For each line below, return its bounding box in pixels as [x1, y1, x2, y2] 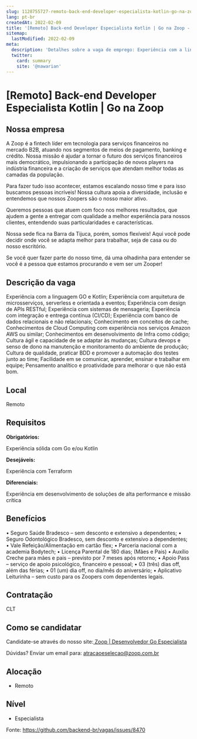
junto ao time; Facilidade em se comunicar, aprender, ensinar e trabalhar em [6, 356, 190, 363]
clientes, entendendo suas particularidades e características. [6, 219, 154, 226]
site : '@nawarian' [16, 63, 62, 69]
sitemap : [6, 31, 28, 36]
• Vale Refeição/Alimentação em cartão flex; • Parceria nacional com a [6, 541, 177, 549]
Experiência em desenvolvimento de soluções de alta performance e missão [6, 490, 191, 497]
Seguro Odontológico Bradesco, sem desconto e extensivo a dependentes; [6, 536, 188, 543]
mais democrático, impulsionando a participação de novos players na [6, 159, 174, 166]
